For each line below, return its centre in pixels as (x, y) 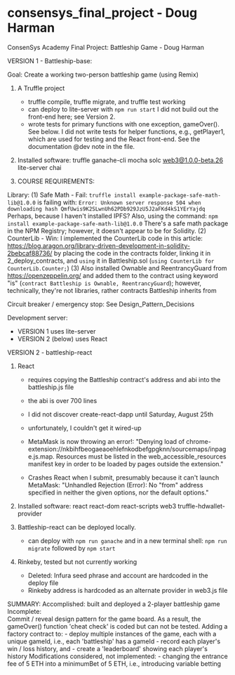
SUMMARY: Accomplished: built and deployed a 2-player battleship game (114, 604)
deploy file (43, 583)
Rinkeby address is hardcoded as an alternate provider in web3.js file (128, 590)
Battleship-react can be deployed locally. (77, 527)
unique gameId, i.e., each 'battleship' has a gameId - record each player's (114, 641)
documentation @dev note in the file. (81, 146)
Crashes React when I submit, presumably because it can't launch (123, 477)
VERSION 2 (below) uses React (62, 339)
